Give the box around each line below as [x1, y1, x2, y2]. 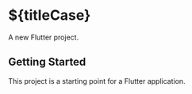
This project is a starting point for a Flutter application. [8, 76, 186, 85]
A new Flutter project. [8, 32, 79, 42]
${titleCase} [8, 6, 91, 24]
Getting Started [8, 55, 86, 69]
